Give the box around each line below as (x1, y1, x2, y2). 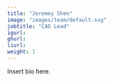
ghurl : (7, 36, 26, 43)
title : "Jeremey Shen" (7, 10, 73, 17)
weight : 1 (7, 49, 36, 56)
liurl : (7, 42, 26, 49)
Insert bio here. (7, 67, 51, 76)
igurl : (7, 29, 26, 36)
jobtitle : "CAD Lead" (7, 23, 70, 30)
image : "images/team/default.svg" (7, 16, 107, 23)
